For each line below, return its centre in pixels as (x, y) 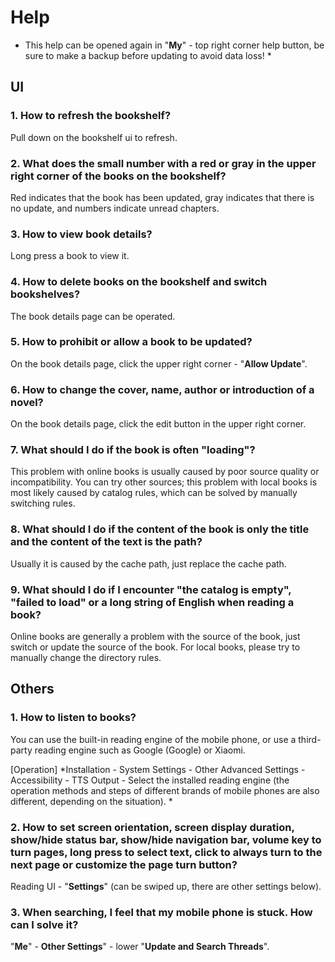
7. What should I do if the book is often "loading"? (133, 450)
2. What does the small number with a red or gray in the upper (163, 163)
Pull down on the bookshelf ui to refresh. (94, 137)
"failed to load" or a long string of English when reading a (152, 602)
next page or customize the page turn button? (124, 864)
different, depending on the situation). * (91, 801)
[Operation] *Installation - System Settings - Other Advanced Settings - (158, 769)
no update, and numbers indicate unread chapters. (115, 208)
